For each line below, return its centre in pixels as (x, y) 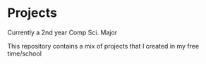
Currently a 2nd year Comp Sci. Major (62, 32)
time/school (25, 53)
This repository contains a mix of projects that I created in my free (103, 46)
